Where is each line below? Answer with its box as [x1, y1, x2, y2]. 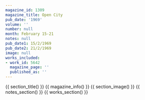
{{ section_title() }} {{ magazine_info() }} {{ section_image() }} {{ [5, 84, 140, 90]
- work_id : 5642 [5, 60, 40, 65]
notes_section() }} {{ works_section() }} [5, 89, 88, 95]
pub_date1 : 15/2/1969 [5, 41, 52, 46]
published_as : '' [10, 70, 47, 75]
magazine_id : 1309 [5, 7, 45, 13]
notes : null [5, 36, 31, 42]
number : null [5, 27, 33, 32]
